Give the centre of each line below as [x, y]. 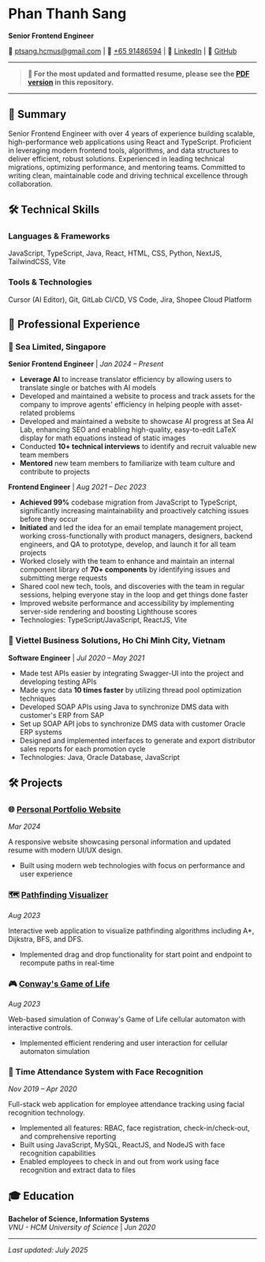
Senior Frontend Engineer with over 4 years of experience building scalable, [132, 133]
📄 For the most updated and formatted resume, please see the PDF [138, 74]
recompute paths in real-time [67, 962]
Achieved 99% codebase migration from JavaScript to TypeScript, [129, 502]
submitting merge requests [63, 578]
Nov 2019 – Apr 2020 [43, 1089]
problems [60, 413]
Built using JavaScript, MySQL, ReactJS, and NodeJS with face [122, 1145]
